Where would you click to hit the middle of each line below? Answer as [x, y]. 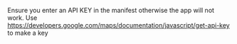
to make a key [28, 33]
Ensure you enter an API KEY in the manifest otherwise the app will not [111, 10]
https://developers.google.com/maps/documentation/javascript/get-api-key [118, 25]
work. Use [22, 18]
